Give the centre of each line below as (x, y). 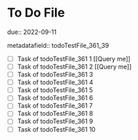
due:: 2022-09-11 (32, 32)
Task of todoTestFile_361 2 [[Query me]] (74, 67)
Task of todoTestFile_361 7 (55, 106)
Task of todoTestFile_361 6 (55, 98)
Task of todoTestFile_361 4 (55, 82)
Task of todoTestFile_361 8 (55, 114)
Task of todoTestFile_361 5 (55, 90)
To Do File (36, 13)
